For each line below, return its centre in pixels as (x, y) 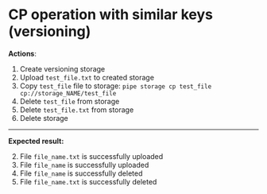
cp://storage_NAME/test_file (68, 93)
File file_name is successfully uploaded (84, 165)
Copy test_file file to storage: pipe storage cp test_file (116, 86)
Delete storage (44, 118)
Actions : (23, 53)
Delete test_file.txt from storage (77, 110)
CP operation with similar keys (110, 15)
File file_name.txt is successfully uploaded (91, 156)
